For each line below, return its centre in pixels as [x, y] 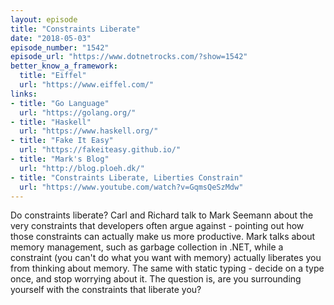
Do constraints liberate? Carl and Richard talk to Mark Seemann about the [162, 215]
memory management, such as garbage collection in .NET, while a [147, 247]
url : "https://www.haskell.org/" [89, 131]
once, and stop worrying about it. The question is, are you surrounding [156, 279]
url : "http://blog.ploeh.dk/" [82, 168]
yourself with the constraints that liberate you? [106, 290]
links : [24, 94]
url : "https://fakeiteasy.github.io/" [100, 150]
